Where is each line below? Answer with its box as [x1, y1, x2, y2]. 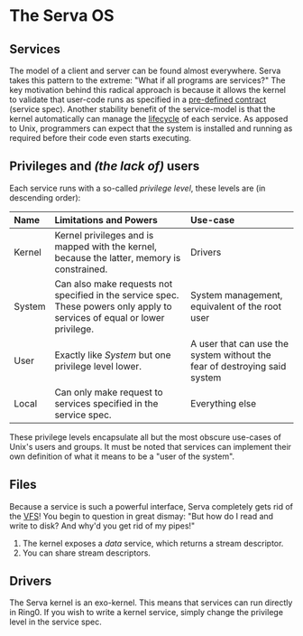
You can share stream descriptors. [22, 547, 151, 558]
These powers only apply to [54, 300, 173, 313]
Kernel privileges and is [54, 229, 154, 241]
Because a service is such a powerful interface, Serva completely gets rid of [9, 500, 294, 511]
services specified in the [54, 397, 159, 409]
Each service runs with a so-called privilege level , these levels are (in [9, 182, 266, 193]
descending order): [9, 192, 81, 203]
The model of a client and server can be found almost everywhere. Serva [9, 65, 281, 76]
